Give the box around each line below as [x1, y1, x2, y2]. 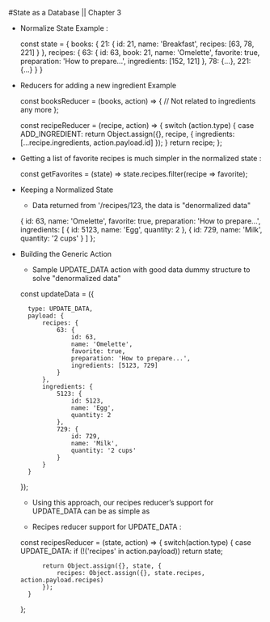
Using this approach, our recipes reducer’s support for [32, 498, 214, 507]
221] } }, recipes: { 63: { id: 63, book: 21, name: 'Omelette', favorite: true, [19, 48, 260, 57]
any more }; [19, 105, 59, 114]
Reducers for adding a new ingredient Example [19, 81, 176, 90]
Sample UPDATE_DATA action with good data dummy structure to [32, 265, 251, 275]
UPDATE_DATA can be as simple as [32, 506, 150, 516]
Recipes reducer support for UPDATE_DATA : [32, 522, 182, 531]
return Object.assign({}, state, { [41, 562, 162, 570]
